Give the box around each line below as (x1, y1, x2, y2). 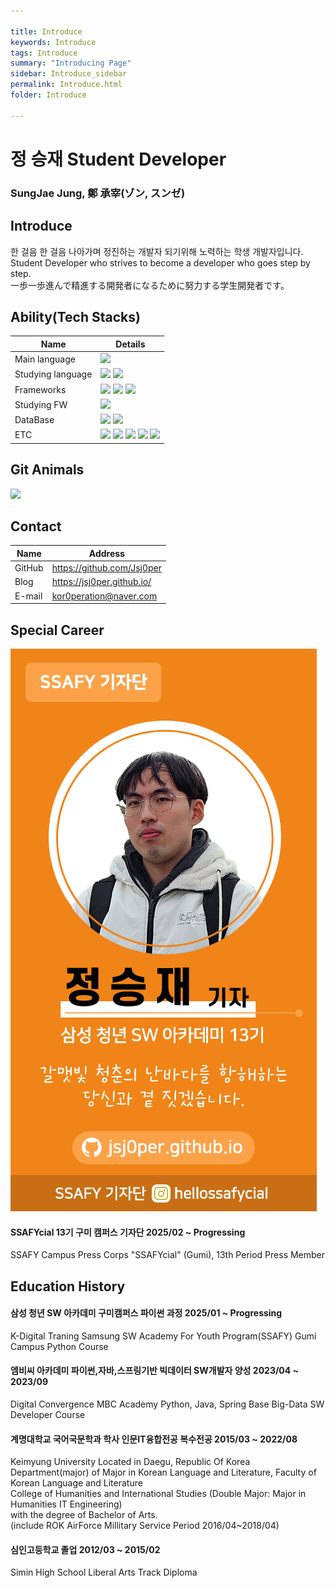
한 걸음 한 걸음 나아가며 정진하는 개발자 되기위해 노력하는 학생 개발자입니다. (10, 245, 304, 257)
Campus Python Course (10, 1340, 109, 1352)
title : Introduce (10, 26, 83, 37)
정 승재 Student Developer (10, 148, 227, 170)
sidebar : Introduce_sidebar (10, 69, 128, 79)
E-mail (14, 590, 43, 602)
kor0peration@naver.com (51, 590, 158, 602)
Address (88, 547, 125, 559)
